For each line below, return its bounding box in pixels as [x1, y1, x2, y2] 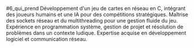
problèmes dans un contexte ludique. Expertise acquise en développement [6, 29, 186, 36]
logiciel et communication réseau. [6, 36, 88, 42]
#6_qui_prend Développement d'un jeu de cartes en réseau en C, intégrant [6, 5, 186, 12]
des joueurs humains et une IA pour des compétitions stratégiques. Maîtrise [6, 11, 189, 18]
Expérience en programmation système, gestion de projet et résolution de [6, 23, 183, 30]
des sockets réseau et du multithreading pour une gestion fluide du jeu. [6, 17, 178, 24]
